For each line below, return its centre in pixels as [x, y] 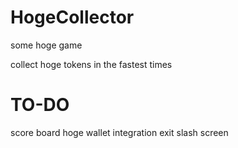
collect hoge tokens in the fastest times [91, 64]
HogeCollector [72, 17]
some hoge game [46, 45]
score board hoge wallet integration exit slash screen [119, 132]
